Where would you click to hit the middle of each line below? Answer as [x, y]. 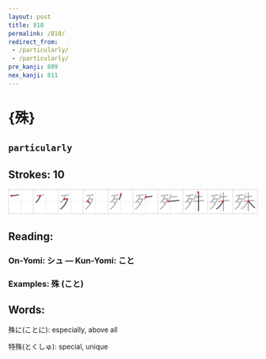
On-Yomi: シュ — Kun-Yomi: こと [71, 260]
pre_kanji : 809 [33, 67]
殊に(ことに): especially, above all [63, 330]
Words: [27, 309]
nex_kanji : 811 [33, 75]
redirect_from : [33, 42]
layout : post [30, 17]
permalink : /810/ [37, 33]
